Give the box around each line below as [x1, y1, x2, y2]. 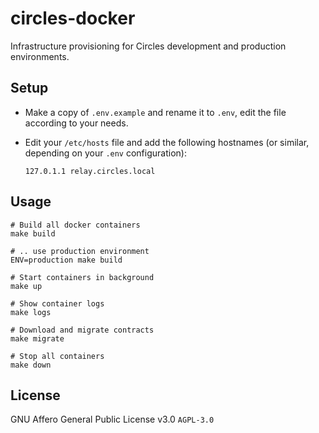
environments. [10, 50, 70, 62]
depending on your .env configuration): [24, 147, 187, 159]
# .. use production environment [10, 246, 150, 256]
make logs [10, 307, 52, 317]
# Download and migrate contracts [10, 325, 155, 335]
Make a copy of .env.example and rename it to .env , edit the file [24, 106, 287, 118]
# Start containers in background [10, 272, 155, 282]
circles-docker [10, 7, 136, 30]
